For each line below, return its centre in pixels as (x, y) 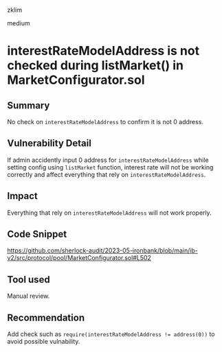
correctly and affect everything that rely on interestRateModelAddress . (107, 174)
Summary (29, 105)
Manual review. (29, 296)
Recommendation (46, 317)
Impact (22, 196)
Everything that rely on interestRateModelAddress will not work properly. (109, 213)
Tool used (29, 280)
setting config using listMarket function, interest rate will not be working (110, 167)
